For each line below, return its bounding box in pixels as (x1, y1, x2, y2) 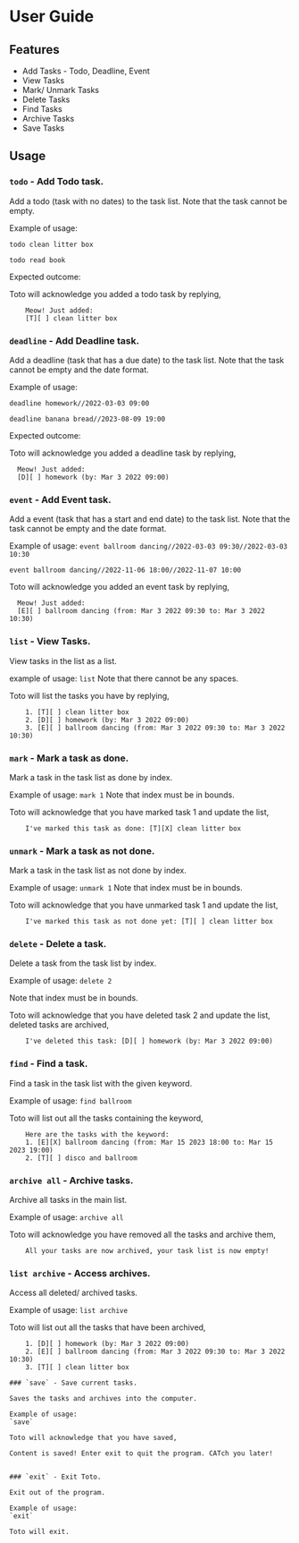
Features (9, 42, 60, 57)
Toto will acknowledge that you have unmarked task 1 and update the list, (9, 899, 278, 910)
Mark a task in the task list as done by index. (9, 771, 173, 782)
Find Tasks (21, 104, 62, 114)
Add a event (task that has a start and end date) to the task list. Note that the (9, 514, 291, 524)
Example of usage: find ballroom (9, 1095, 132, 1106)
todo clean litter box (9, 240, 94, 249)
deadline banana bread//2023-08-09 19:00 (9, 414, 166, 423)
